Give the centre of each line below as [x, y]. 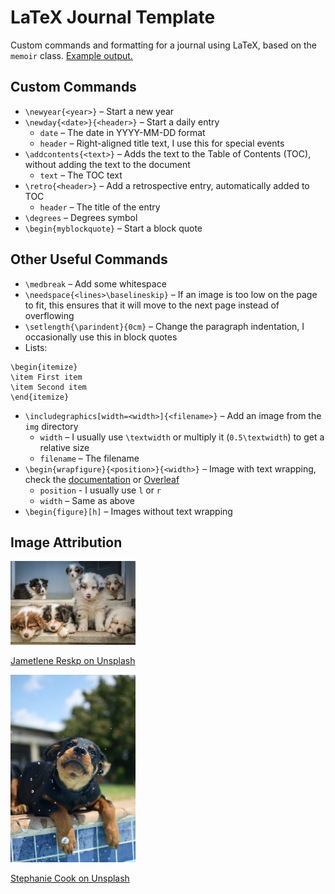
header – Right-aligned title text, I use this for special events [162, 143]
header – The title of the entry [100, 207]
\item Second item [48, 387]
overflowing [49, 315]
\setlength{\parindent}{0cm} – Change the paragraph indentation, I [164, 326]
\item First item [46, 377]
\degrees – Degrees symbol [81, 217]
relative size [64, 447]
